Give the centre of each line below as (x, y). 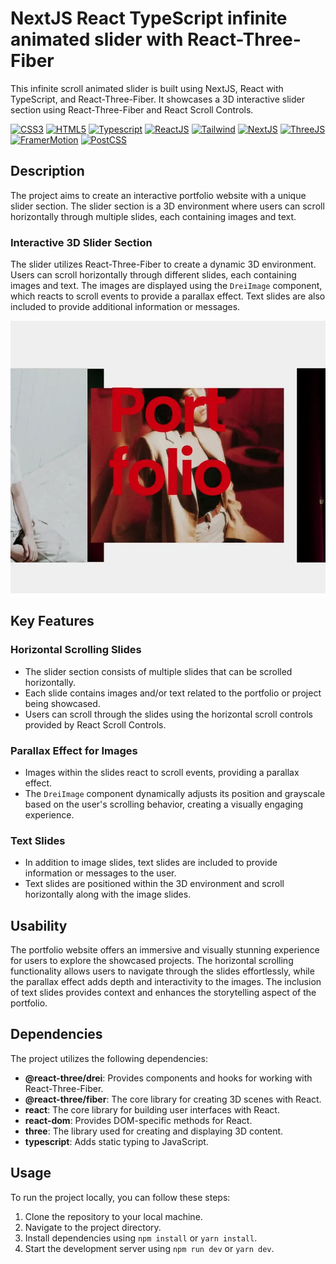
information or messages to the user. (100, 873)
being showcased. (62, 703)
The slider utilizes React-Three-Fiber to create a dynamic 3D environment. (163, 264)
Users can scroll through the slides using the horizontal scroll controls (168, 714)
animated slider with (97, 39)
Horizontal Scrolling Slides (76, 650)
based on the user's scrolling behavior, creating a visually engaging (164, 804)
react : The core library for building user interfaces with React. (152, 1109)
